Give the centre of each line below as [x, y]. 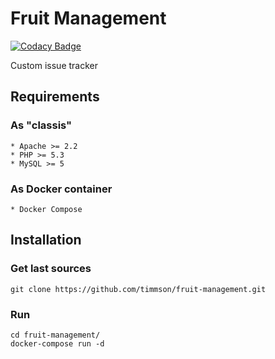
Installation [46, 240]
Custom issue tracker [54, 65]
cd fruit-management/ [55, 335]
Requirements [55, 97]
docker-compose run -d [57, 343]
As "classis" [41, 125]
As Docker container [61, 189]
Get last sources [51, 269]
